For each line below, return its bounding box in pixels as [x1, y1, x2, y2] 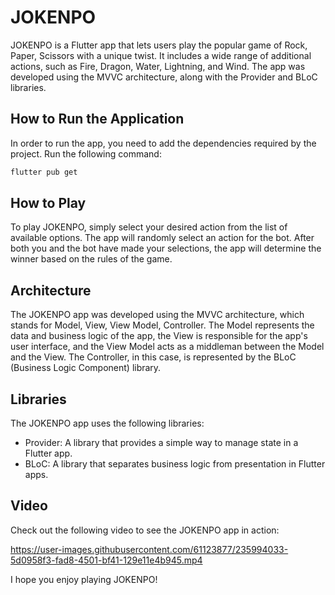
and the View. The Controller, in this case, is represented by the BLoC [10, 351, 297, 363]
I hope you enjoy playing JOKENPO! [10, 573, 158, 585]
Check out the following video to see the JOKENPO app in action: [10, 524, 280, 536]
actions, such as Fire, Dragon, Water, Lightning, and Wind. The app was [10, 60, 306, 72]
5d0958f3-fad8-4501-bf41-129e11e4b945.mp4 [10, 554, 203, 566]
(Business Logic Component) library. [10, 362, 162, 374]
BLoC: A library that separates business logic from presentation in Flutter [24, 458, 326, 470]
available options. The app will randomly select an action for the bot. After [10, 232, 315, 244]
